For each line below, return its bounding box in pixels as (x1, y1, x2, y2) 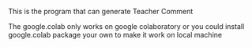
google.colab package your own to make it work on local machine (8, 31, 223, 39)
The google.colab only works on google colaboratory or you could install (8, 22, 245, 31)
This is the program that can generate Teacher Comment (8, 7, 194, 16)
